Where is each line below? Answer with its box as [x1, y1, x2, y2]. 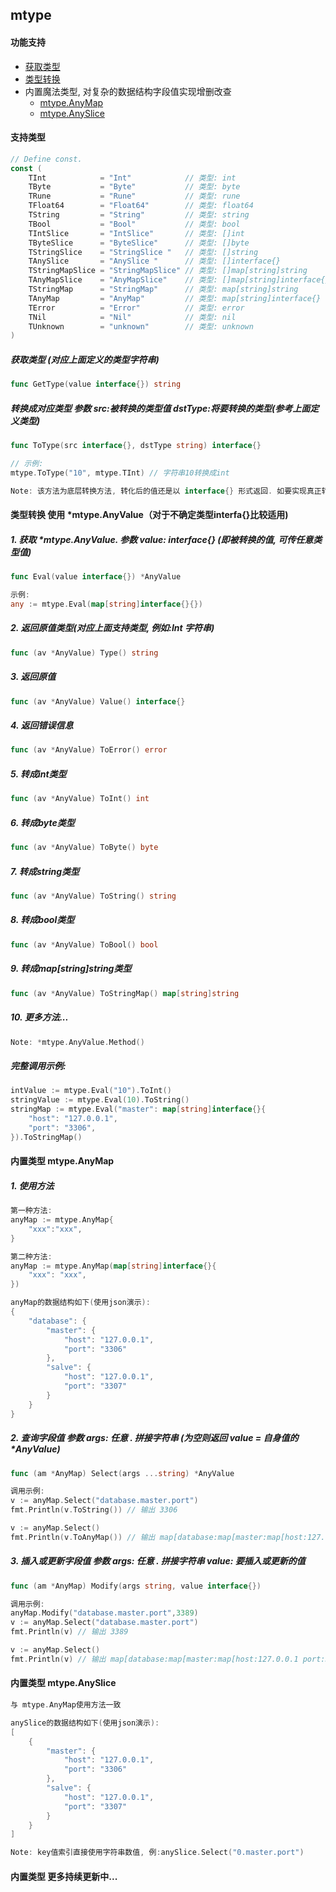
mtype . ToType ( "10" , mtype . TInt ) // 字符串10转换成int [10, 468, 230, 478]
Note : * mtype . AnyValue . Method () [10, 1037, 145, 1047]
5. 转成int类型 [10, 768, 67, 780]
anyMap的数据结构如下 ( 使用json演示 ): [10, 1298, 151, 1308]
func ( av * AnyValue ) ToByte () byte [10, 843, 159, 853]
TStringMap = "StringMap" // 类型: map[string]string [28, 284, 299, 295]
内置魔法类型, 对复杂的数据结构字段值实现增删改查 [24, 85, 232, 97]
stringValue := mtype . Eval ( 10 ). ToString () [10, 1095, 190, 1105]
